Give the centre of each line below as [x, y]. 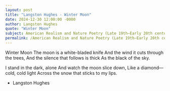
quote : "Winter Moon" [28, 29]
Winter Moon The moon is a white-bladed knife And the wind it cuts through [84, 52]
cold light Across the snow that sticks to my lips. [67, 73]
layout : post [19, 10]
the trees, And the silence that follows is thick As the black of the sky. [78, 58]
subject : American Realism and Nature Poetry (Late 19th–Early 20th [79, 33]
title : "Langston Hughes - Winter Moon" [49, 15]
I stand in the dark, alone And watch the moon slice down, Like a [73, 67]
